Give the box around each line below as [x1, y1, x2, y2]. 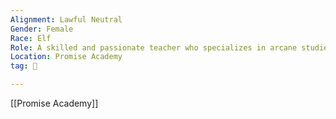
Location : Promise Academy [10, 52, 123, 62]
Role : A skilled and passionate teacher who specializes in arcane [10, 42, 298, 53]
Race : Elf [10, 33, 52, 43]
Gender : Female [10, 24, 74, 34]
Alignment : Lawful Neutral [10, 14, 123, 25]
